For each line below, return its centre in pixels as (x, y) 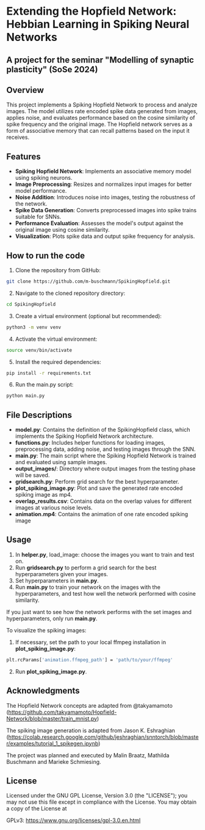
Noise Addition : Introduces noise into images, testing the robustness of (105, 198)
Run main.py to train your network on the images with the (88, 587)
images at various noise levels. (54, 508)
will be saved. (32, 475)
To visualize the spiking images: (46, 630)
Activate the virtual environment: (56, 339)
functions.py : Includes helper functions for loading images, (90, 443)
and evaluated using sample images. (61, 462)
